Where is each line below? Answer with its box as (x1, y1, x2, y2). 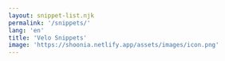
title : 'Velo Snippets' (8, 33, 88, 42)
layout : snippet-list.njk (8, 11, 94, 20)
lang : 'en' (8, 26, 45, 34)
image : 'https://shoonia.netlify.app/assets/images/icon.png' (8, 41, 219, 49)
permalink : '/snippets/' (8, 19, 91, 27)
